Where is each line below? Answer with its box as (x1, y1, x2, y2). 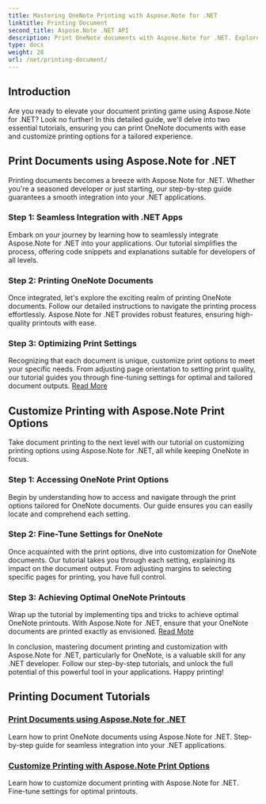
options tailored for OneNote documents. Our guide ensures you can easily (8, 501, 253, 510)
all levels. (8, 255, 39, 265)
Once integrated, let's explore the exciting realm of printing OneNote (8, 293, 232, 303)
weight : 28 (8, 48, 44, 56)
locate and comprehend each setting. (8, 509, 131, 519)
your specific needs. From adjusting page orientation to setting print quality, (8, 364, 256, 374)
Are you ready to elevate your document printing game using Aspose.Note (8, 106, 251, 116)
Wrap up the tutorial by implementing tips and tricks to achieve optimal (8, 610, 239, 619)
